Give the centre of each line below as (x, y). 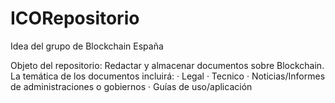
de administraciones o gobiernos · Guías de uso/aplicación (131, 86)
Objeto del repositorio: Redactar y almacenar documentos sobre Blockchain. (167, 65)
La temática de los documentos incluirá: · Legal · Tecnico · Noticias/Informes (168, 76)
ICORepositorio (75, 18)
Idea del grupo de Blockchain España (87, 46)
